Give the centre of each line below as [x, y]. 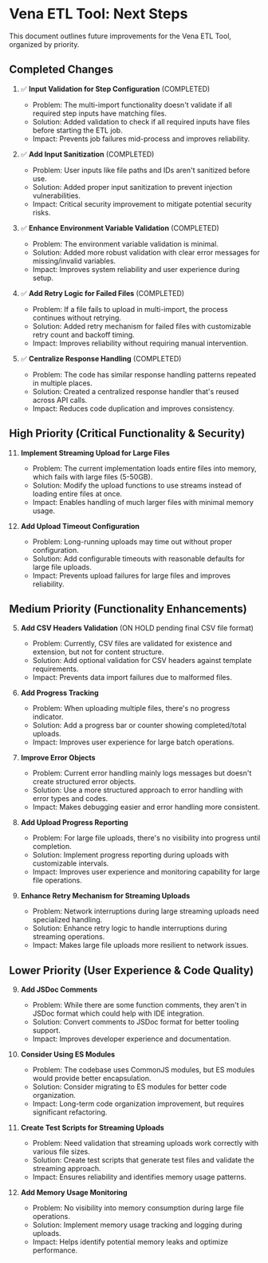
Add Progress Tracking [59, 693]
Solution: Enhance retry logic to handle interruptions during [130, 928]
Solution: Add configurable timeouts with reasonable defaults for [139, 558]
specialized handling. [67, 920]
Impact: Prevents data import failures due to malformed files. [132, 677]
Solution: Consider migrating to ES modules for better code [130, 1087]
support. [46, 1031]
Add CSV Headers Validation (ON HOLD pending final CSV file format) [137, 628]
